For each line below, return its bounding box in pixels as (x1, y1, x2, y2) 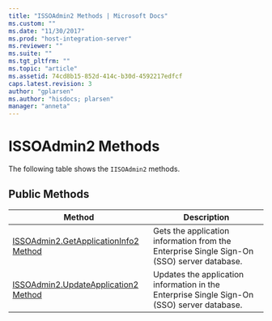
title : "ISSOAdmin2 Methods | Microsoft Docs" (8, 11, 168, 20)
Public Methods (8, 187, 90, 201)
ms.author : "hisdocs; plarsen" (8, 95, 114, 103)
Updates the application (153, 268, 244, 280)
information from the (153, 235, 232, 246)
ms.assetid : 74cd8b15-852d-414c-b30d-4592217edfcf (8, 72, 183, 80)
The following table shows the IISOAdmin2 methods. (8, 164, 181, 174)
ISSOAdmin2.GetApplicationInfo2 (12, 235, 139, 246)
